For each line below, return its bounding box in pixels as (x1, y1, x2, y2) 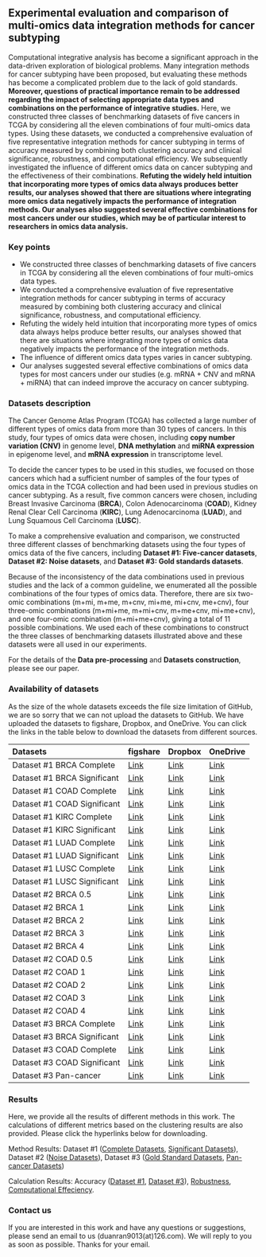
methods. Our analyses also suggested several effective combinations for (8, 205, 258, 214)
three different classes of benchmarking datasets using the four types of (8, 540, 246, 549)
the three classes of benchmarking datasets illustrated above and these (8, 631, 243, 641)
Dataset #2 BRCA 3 (12, 927, 85, 939)
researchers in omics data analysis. (8, 221, 129, 231)
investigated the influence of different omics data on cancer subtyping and (8, 162, 253, 172)
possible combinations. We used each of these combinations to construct (8, 623, 249, 632)
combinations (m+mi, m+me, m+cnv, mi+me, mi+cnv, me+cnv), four (25, 597, 249, 607)
